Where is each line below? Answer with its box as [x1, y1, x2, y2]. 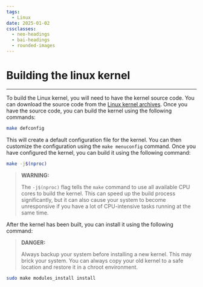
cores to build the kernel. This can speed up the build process [21, 190, 176, 197]
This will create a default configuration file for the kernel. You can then [6, 136, 182, 143]
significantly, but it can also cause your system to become [21, 196, 166, 203]
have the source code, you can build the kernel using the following [6, 107, 172, 114]
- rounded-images [11, 43, 56, 49]
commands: [6, 113, 36, 121]
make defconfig [6, 125, 45, 131]
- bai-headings [11, 37, 50, 43]
